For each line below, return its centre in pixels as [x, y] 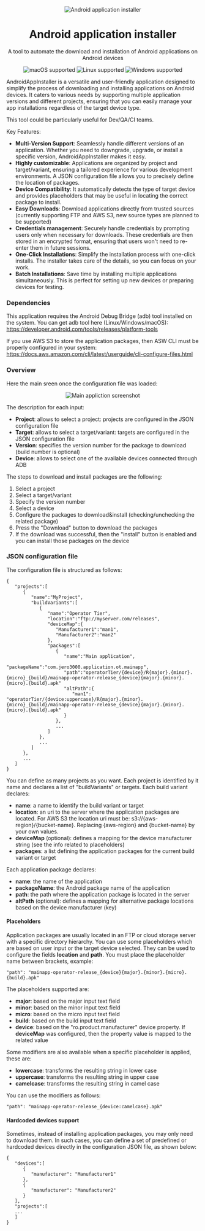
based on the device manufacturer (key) [66, 907]
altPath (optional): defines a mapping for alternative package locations [104, 901]
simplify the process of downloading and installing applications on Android [100, 88]
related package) [37, 521]
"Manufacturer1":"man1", [87, 629]
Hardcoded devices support [43, 1120]
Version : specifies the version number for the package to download [101, 445]
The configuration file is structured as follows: [64, 569]
